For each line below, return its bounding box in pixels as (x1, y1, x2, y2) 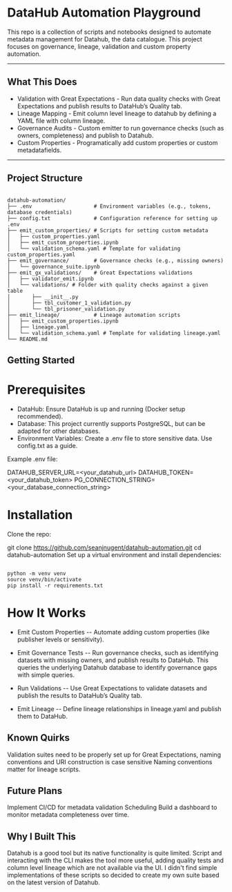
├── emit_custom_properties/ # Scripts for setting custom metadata (7, 226, 209, 234)
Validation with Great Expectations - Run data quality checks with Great (17, 95, 221, 103)
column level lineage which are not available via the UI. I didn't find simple (7, 864, 217, 872)
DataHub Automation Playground (7, 5, 202, 21)
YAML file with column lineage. (17, 116, 106, 125)
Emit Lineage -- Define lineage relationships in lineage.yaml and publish (17, 704, 222, 712)
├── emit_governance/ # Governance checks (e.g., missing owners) (7, 257, 224, 264)
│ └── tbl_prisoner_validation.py (7, 305, 126, 312)
